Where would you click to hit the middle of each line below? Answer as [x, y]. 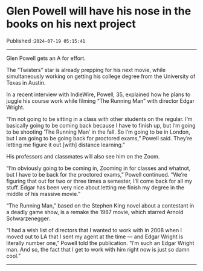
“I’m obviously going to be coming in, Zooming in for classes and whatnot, [98, 168]
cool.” [14, 256]
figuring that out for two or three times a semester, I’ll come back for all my [99, 181]
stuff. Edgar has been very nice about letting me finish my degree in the [95, 187]
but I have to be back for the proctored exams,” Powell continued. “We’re [97, 174]
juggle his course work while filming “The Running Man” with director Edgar [101, 100]
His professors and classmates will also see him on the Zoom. [83, 156]
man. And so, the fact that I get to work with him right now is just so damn [98, 249]
